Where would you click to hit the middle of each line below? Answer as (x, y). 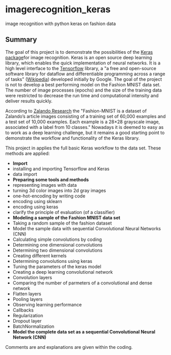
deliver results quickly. (29, 101)
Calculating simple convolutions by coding (57, 239)
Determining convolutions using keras (53, 261)
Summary (21, 40)
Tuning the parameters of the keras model (57, 267)
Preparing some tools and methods (51, 180)
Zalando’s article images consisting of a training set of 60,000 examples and (86, 116)
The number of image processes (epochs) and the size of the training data (84, 90)
